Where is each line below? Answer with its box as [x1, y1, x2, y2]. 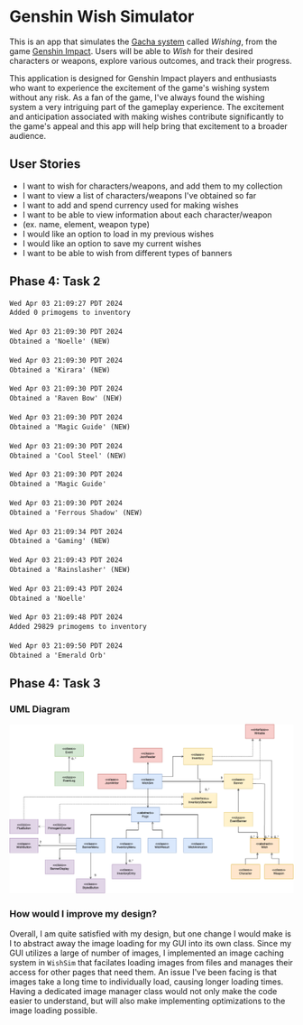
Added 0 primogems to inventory [9, 309, 131, 318]
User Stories [9, 156, 81, 172]
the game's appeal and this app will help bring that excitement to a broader [9, 120, 289, 132]
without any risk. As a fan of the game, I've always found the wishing [9, 92, 265, 103]
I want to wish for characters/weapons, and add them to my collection [22, 180, 283, 191]
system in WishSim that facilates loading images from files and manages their [9, 956, 293, 967]
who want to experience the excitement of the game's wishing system [9, 82, 270, 93]
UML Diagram [9, 703, 70, 716]
